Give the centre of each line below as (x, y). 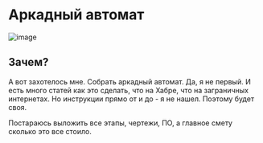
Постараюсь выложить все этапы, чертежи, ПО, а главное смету (121, 123)
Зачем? (29, 62)
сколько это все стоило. (50, 131)
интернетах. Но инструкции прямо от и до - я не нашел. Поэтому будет (131, 99)
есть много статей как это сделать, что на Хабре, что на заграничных (129, 90)
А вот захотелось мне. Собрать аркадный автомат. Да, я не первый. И (129, 81)
